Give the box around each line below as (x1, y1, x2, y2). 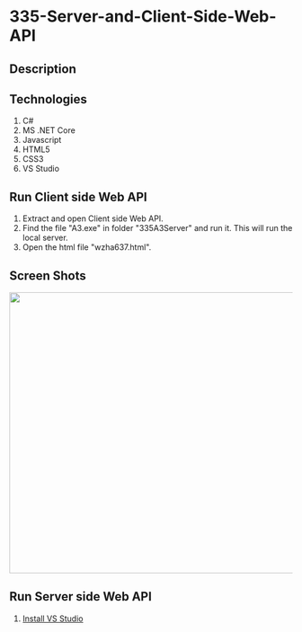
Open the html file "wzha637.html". (22, 242, 152, 253)
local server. (22, 232, 69, 244)
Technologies (9, 92, 88, 107)
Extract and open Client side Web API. (22, 213, 164, 224)
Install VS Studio (22, 613, 84, 624)
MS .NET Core (22, 125, 76, 136)
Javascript (22, 135, 62, 146)
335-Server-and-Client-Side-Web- (9, 6, 277, 27)
